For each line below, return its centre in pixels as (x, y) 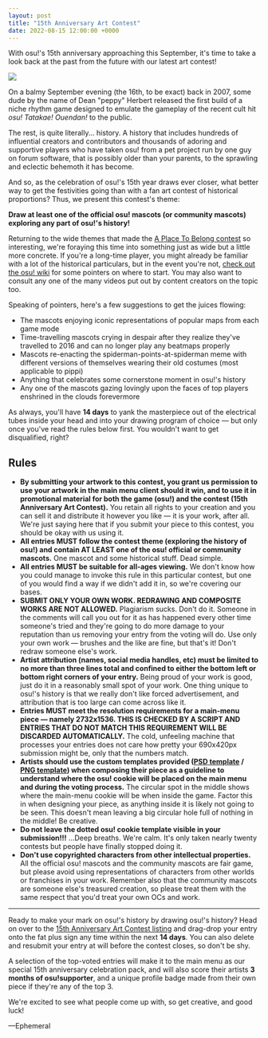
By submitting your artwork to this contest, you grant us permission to (138, 482)
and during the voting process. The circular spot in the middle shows (134, 787)
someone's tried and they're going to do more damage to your (122, 626)
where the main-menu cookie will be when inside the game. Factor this (136, 795)
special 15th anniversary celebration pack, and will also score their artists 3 (132, 969)
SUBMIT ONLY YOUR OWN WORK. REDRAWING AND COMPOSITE (130, 601)
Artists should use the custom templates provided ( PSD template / (132, 762)
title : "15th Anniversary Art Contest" (75, 23)
